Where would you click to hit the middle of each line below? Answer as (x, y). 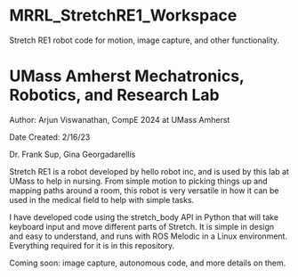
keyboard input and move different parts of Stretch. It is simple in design (142, 226)
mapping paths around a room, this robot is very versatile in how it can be (144, 190)
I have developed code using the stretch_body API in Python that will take (144, 217)
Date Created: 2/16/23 (50, 137)
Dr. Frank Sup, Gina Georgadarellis (72, 154)
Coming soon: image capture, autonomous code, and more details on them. (148, 263)
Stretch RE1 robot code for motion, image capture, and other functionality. (145, 40)
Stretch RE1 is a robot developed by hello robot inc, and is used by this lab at (149, 171)
